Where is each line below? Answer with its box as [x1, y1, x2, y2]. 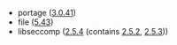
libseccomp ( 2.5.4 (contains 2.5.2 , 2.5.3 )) [17, 26, 169, 36]
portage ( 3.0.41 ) [17, 8, 77, 18]
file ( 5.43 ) [17, 17, 54, 27]
